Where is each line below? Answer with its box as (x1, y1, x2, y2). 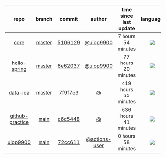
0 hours (118, 133, 136, 139)
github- (10, 113, 29, 119)
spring (11, 66, 27, 72)
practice (9, 119, 29, 125)
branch (35, 16, 53, 22)
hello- (11, 60, 27, 66)
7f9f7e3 (59, 89, 79, 95)
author (90, 16, 107, 22)
